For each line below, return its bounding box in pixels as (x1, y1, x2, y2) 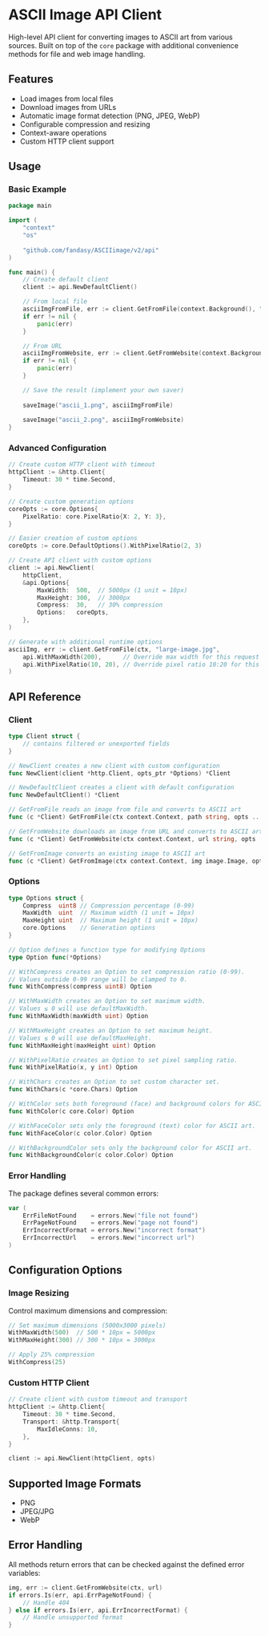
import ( (8, 217, 38, 225)
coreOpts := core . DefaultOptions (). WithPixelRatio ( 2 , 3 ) (8, 542, 203, 550)
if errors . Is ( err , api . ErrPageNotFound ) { (8, 1591, 152, 1599)
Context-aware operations (19, 128, 107, 137)
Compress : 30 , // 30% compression (37, 601, 163, 609)
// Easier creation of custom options (8, 534, 138, 542)
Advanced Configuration (8, 443, 106, 454)
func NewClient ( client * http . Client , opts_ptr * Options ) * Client (8, 769, 231, 777)
